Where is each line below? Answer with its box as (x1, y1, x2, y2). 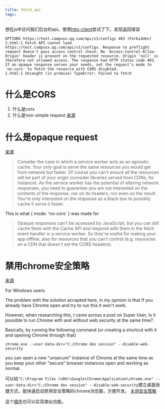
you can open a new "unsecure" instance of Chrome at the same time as (5, 355, 154, 361)
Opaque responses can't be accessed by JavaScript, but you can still (17, 220, 160, 226)
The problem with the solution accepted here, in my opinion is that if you (5, 297, 153, 303)
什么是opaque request (5, 132, 98, 143)
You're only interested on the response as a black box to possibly (17, 196, 151, 202)
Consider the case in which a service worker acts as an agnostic (17, 159, 150, 165)
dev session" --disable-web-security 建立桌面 (60, 382, 156, 388)
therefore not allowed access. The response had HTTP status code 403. (5, 58, 156, 63)
